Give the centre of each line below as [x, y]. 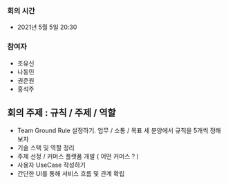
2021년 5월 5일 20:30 [47, 27]
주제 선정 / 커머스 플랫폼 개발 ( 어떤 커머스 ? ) [78, 156]
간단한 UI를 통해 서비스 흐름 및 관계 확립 [71, 174]
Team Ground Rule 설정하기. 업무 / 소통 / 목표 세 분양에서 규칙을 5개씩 [113, 131]
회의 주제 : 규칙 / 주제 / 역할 [61, 113]
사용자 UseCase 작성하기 [51, 165]
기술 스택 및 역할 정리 [46, 148]
